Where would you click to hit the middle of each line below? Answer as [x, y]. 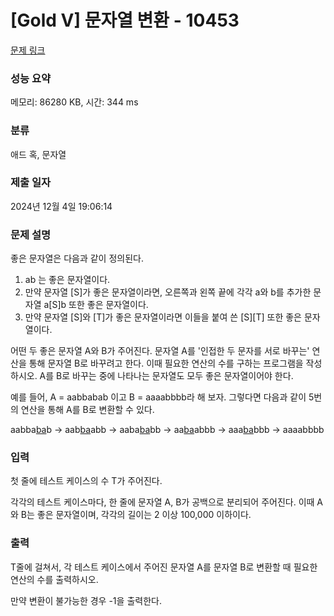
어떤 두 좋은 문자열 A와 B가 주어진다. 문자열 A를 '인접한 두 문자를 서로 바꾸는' [160, 351]
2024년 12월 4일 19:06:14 [61, 206]
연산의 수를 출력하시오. [54, 579]
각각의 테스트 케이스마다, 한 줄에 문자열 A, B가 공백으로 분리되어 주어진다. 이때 [162, 502]
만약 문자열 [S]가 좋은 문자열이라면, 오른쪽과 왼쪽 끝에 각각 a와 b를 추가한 [168, 292]
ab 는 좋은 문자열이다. [67, 280]
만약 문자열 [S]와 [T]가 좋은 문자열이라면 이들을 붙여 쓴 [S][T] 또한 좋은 [163, 317]
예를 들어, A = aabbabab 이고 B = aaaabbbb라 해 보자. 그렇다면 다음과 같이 [158, 397]
